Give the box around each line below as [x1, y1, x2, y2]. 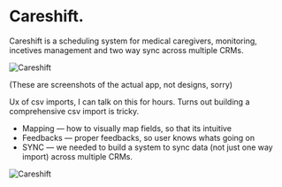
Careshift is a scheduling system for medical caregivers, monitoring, [9, 35, 258, 46]
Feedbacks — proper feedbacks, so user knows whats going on [21, 132, 255, 143]
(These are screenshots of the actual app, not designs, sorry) [9, 79, 232, 90]
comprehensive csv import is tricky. [9, 105, 140, 116]
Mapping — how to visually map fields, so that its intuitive [21, 122, 232, 134]
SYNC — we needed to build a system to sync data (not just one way [21, 142, 273, 152]
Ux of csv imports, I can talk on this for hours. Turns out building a [9, 96, 250, 107]
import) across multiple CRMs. [21, 151, 133, 161]
